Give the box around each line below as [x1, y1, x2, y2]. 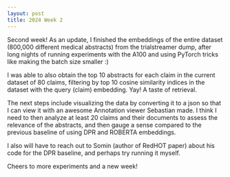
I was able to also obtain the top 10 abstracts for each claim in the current [7, 70, 216, 79]
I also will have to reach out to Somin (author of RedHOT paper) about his [7, 141, 215, 149]
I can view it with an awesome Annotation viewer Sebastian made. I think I [7, 106, 217, 114]
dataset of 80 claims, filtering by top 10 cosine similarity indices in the [7, 78, 205, 86]
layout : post [7, 10, 45, 17]
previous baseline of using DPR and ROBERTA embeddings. [7, 128, 176, 136]
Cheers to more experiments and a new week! [7, 162, 138, 170]
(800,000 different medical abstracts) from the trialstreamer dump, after [7, 43, 212, 51]
